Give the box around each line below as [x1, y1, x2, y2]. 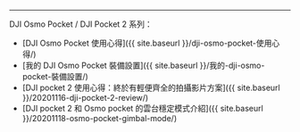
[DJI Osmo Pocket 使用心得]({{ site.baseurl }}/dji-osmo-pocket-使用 [21, 37, 272, 48]
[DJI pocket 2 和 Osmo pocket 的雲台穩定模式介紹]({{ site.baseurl [21, 103, 263, 113]
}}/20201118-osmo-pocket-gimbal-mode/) [21, 113, 178, 123]
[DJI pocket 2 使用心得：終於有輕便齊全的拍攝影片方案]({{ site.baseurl [21, 82, 280, 93]
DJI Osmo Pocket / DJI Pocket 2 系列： [9, 19, 154, 29]
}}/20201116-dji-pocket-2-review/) [21, 93, 149, 103]
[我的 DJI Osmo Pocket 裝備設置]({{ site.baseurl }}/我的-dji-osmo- [21, 60, 265, 70]
